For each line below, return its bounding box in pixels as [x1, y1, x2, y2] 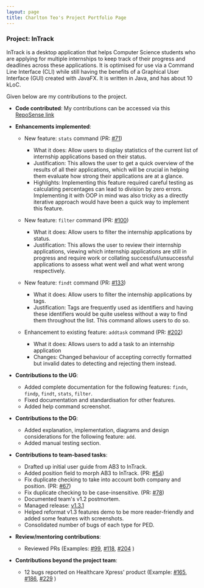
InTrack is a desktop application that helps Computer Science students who [6, 48, 196, 55]
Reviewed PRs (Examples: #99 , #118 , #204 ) [24, 545, 135, 552]
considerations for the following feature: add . [24, 433, 136, 440]
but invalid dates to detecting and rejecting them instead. [33, 360, 177, 367]
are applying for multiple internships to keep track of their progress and [6, 55, 186, 62]
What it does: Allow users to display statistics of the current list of [33, 146, 199, 154]
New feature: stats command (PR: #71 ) [24, 135, 123, 142]
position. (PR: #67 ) [24, 482, 71, 489]
